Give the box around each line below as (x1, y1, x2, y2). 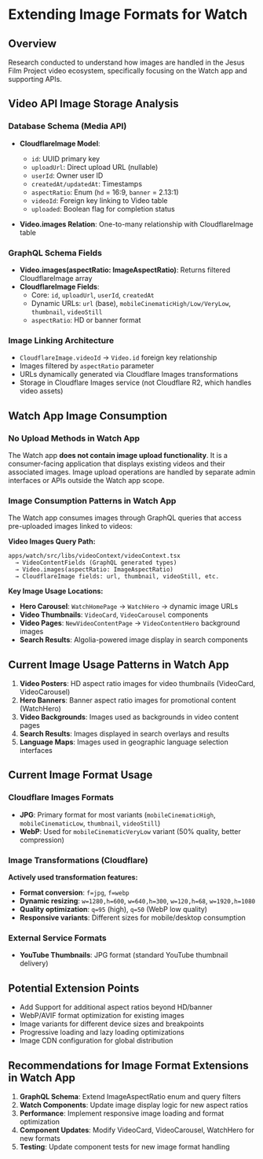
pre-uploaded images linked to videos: (8, 522, 133, 531)
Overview (8, 37, 57, 50)
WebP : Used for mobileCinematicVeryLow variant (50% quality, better (19, 826, 241, 836)
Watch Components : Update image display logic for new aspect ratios (19, 1100, 249, 1109)
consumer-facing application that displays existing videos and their (8, 459, 225, 468)
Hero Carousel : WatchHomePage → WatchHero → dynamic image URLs (19, 602, 239, 611)
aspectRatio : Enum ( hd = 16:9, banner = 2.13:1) (31, 187, 179, 197)
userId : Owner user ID (31, 171, 104, 180)
